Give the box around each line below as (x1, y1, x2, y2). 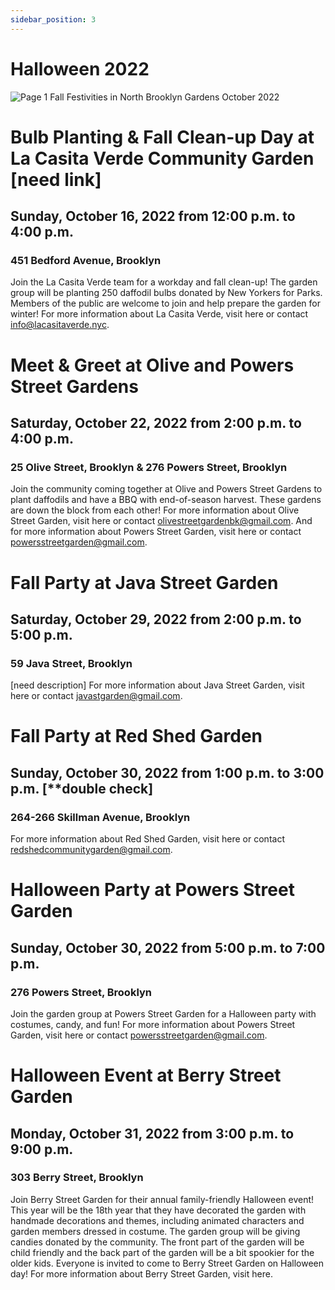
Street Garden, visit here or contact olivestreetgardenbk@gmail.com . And (10, 515, 313, 527)
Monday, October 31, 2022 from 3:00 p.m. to (10, 1125, 295, 1142)
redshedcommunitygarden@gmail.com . (10, 844, 173, 856)
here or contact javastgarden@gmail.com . (10, 690, 183, 702)
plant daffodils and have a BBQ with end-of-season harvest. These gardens (10, 494, 322, 506)
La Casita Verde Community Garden (10, 147, 315, 170)
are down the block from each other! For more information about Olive (10, 504, 300, 516)
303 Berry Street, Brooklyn (10, 1171, 144, 1185)
